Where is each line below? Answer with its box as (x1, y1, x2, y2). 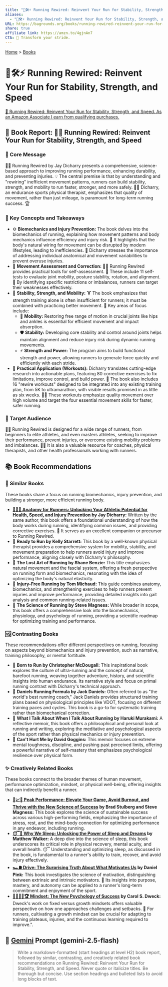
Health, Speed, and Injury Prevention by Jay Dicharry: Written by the (12, 512, 157, 518)
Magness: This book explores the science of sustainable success (12, 809, 148, 815)
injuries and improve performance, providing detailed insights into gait (12, 591, 157, 597)
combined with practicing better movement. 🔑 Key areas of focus (12, 302, 146, 308)
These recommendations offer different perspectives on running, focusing (5, 642, 158, 648)
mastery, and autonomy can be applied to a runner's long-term (12, 883, 142, 889)
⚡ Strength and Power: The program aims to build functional (19, 347, 145, 353)
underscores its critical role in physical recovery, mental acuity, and (12, 841, 151, 847)
